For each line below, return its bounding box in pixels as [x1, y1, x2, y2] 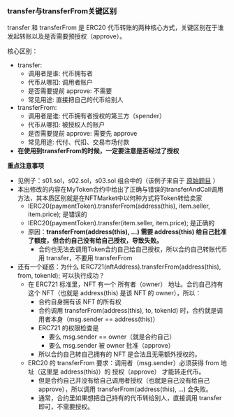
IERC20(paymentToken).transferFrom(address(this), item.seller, [27, 202, 211, 211]
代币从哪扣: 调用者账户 [27, 78, 93, 87]
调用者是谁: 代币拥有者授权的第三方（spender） [27, 112, 166, 120]
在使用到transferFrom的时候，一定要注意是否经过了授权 [17, 147, 180, 155]
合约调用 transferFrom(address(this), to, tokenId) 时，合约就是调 [38, 306, 224, 315]
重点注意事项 [7, 162, 44, 170]
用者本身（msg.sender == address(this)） [38, 315, 159, 323]
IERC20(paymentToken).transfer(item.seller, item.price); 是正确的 [27, 219, 215, 227]
